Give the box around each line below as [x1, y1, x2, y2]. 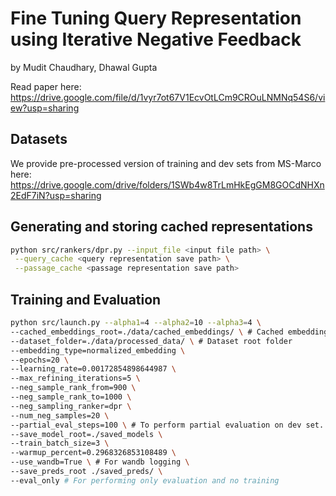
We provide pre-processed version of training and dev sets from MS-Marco [10, 157, 322, 169]
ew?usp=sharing [10, 102, 80, 114]
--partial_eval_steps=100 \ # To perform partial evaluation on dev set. [10, 420, 325, 430]
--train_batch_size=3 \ [10, 438, 110, 449]
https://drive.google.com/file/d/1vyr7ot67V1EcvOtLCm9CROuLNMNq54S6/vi [10, 91, 326, 103]
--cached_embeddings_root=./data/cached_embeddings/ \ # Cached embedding [10, 327, 329, 337]
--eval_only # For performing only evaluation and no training [10, 475, 280, 486]
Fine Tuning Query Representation [10, 7, 302, 30]
